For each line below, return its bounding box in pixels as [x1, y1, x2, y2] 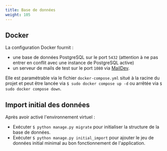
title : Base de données [5, 7, 56, 13]
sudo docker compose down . [5, 86, 62, 92]
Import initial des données [5, 100, 90, 109]
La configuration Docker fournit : [5, 44, 74, 51]
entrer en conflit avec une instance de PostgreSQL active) [12, 59, 134, 66]
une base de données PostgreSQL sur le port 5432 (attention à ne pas [12, 54, 158, 61]
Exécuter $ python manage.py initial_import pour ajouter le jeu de [12, 135, 154, 141]
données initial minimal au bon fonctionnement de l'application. [12, 140, 146, 146]
